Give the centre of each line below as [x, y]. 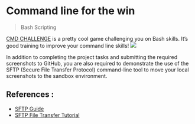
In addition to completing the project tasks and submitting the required [92, 57]
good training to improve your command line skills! [68, 45]
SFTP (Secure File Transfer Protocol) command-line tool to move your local [97, 70]
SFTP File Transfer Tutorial [47, 115]
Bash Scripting [38, 27]
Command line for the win [71, 11]
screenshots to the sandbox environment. [57, 76]
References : [30, 95]
